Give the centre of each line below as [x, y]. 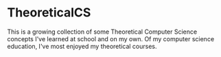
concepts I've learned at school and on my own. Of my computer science [111, 38]
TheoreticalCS [49, 13]
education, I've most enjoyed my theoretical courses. [82, 46]
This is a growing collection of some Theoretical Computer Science [102, 32]
